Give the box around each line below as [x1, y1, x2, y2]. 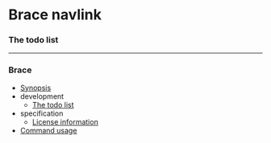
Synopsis [19, 83, 52, 92]
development [19, 91, 65, 101]
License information [31, 116, 98, 126]
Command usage [19, 125, 77, 135]
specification [19, 108, 64, 118]
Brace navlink [8, 6, 102, 24]
